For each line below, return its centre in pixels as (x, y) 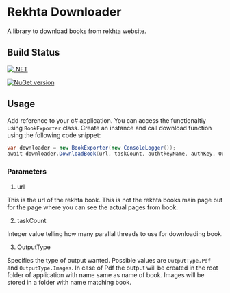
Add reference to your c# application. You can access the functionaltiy (107, 120)
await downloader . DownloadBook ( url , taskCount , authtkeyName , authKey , (111, 154)
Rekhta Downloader (64, 12)
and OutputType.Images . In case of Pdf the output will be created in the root (113, 268)
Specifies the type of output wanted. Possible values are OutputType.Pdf (109, 260)
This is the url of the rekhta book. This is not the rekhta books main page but (115, 200)
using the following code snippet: (54, 135)
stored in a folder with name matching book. (69, 282)
